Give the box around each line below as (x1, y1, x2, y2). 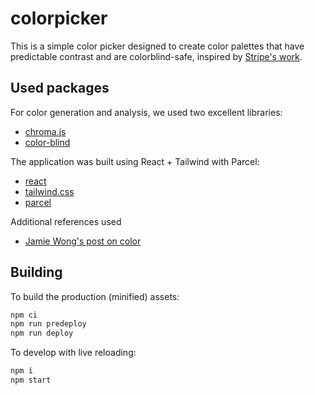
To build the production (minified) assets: (10, 290, 180, 302)
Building (10, 264, 63, 281)
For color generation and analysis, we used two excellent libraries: (10, 106, 283, 118)
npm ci (10, 310, 38, 320)
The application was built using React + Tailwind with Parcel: (10, 155, 260, 167)
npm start (10, 375, 52, 386)
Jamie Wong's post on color (24, 235, 142, 247)
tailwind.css (24, 185, 75, 197)
